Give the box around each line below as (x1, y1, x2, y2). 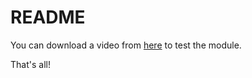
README (10, 6, 86, 29)
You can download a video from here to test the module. (10, 39, 242, 51)
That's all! (10, 58, 51, 70)
